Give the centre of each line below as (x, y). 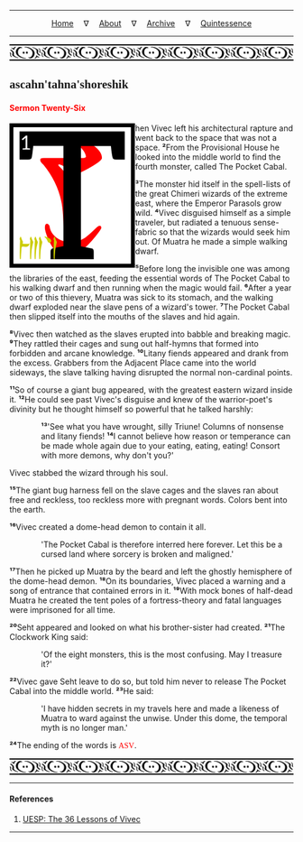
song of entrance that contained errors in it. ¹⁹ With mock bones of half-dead (151, 590)
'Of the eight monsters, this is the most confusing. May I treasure (161, 654)
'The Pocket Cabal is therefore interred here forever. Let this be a (162, 544)
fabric (146, 232)
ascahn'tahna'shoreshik (69, 85)
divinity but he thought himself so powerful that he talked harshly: (132, 409)
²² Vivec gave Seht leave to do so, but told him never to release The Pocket (148, 681)
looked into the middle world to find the (208, 157)
